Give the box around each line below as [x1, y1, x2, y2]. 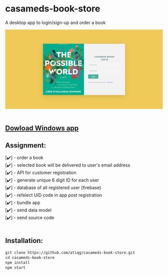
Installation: [5, 236, 43, 245]
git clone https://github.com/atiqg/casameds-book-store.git [5, 250, 135, 255]
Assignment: [5, 141, 46, 149]
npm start [5, 265, 26, 270]
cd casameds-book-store [5, 255, 55, 260]
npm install [5, 260, 30, 265]
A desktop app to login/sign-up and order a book [5, 19, 106, 25]
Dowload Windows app [5, 124, 79, 132]
